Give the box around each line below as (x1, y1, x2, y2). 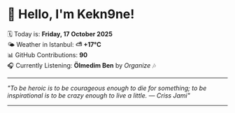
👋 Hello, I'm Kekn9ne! (7, 6, 135, 22)
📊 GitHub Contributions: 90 (7, 50, 88, 59)
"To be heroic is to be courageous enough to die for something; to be (7, 84, 207, 92)
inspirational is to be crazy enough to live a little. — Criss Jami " (7, 91, 190, 100)
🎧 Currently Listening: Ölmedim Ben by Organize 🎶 (7, 61, 156, 69)
